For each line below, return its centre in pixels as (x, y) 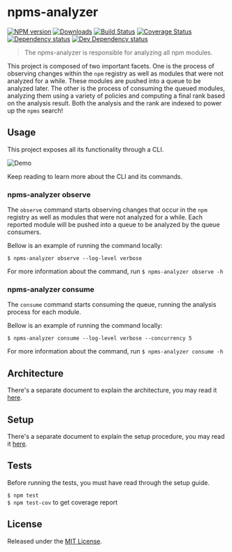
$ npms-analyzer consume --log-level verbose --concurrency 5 (100, 339)
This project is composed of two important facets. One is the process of (111, 66)
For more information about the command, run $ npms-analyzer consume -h (115, 351)
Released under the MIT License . (55, 541)
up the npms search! (35, 110)
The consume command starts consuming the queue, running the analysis (112, 305)
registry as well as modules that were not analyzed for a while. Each (105, 217)
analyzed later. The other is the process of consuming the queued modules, (116, 88)
